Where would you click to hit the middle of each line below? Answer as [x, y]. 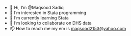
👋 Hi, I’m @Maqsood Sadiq [37, 8]
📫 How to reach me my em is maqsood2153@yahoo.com [68, 28]
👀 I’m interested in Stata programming [48, 13]
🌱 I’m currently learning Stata [39, 18]
